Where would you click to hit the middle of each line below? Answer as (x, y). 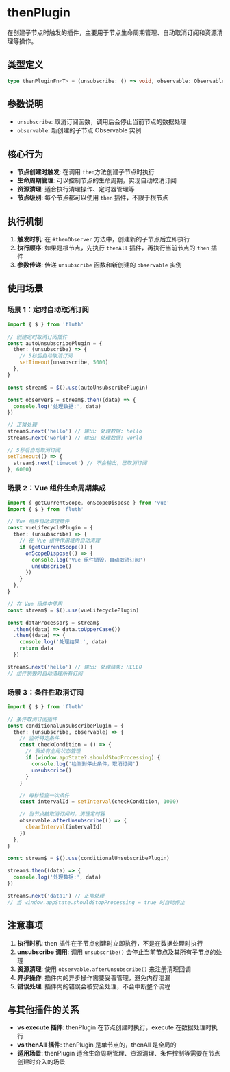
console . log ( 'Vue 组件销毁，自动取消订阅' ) (89, 560)
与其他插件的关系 (43, 1010)
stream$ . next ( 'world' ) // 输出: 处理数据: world (75, 438)
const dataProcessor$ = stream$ (53, 623)
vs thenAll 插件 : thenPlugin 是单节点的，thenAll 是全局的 (97, 1045)
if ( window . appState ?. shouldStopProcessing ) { (93, 758)
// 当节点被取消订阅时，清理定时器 (62, 814)
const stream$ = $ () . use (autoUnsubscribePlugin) (78, 388)
